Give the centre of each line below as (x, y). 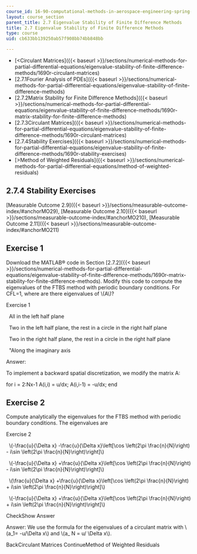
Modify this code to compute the (143, 281)
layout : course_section (35, 17)
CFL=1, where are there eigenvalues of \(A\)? (60, 293)
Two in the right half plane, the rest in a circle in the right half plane (90, 339)
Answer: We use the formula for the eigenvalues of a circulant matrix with (95, 527)
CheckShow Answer (31, 516)
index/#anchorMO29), (33, 211)
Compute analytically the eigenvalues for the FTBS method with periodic (94, 417)
